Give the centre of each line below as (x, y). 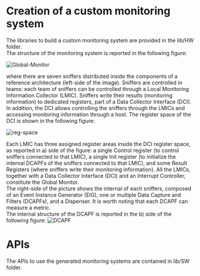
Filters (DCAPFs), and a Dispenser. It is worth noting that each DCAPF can (97, 201)
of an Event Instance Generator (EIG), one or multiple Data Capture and (94, 195)
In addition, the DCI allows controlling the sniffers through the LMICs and (96, 108)
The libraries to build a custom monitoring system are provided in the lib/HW (100, 40)
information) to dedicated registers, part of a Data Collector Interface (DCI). (99, 101)
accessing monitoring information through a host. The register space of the (99, 114)
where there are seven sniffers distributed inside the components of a (92, 76)
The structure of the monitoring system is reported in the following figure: (97, 53)
